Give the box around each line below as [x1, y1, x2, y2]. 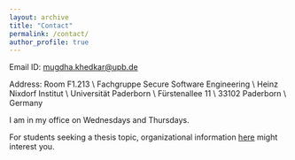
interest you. [9, 141, 55, 152]
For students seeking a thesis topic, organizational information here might [9, 132, 278, 142]
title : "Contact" [9, 21, 74, 30]
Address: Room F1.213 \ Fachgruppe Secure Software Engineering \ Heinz [9, 79, 279, 89]
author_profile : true [9, 37, 89, 47]
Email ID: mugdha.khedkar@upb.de [9, 62, 139, 72]
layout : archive [9, 12, 69, 22]
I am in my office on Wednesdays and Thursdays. [9, 115, 190, 126]
